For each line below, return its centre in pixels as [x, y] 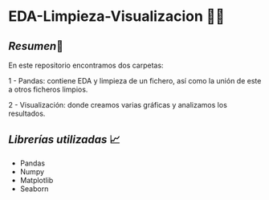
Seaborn [34, 189]
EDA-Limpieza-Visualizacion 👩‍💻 [116, 16]
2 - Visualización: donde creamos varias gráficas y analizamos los [118, 105]
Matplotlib [37, 180]
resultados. [27, 113]
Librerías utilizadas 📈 [64, 140]
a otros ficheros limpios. [48, 89]
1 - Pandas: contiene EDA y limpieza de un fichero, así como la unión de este [135, 81]
